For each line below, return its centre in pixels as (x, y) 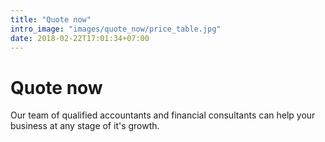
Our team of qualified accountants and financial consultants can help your (163, 115)
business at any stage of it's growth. (85, 126)
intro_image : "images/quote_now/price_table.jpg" (116, 29)
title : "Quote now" (51, 19)
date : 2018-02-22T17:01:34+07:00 (80, 38)
